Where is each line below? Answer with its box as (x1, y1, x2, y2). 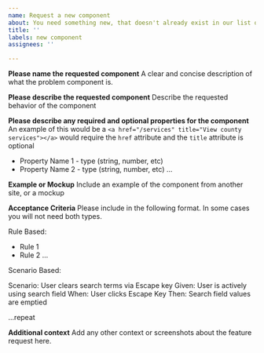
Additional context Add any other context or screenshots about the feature (8, 328, 252, 337)
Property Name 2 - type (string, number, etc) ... (19, 165, 173, 174)
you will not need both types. (8, 212, 102, 221)
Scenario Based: (8, 266, 61, 275)
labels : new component (8, 33, 82, 42)
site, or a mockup (8, 188, 64, 198)
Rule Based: (8, 227, 47, 236)
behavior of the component (8, 101, 97, 111)
